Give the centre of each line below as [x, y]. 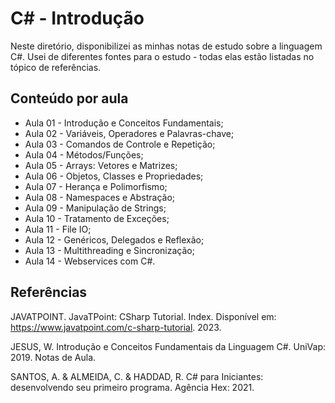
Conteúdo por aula [69, 98]
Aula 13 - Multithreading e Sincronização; [109, 250]
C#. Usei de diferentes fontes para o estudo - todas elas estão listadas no [162, 56]
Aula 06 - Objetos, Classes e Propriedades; [114, 176]
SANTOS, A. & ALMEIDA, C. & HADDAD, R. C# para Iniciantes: [137, 376]
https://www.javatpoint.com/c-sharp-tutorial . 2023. [116, 327]
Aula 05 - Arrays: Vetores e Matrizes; [101, 165]
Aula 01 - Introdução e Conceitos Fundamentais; [124, 123]
